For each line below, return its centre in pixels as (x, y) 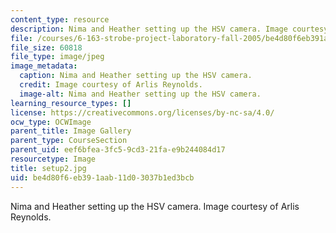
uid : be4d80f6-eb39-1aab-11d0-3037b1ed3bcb (102, 177)
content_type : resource (60, 19)
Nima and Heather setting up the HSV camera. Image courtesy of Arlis (155, 206)
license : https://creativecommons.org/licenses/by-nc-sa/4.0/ (142, 112)
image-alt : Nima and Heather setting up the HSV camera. (140, 94)
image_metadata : (44, 66)
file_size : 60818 (46, 47)
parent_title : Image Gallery (71, 131)
